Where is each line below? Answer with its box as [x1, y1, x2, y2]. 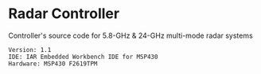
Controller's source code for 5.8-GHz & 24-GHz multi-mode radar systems [8, 31, 253, 40]
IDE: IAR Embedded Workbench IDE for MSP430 [8, 53, 158, 61]
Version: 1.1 [8, 46, 52, 54]
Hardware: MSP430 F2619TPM [8, 60, 98, 68]
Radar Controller [8, 5, 120, 23]
